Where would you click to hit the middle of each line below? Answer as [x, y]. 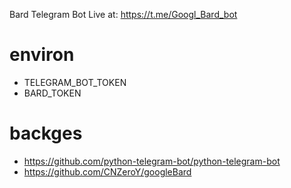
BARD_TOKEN [52, 93]
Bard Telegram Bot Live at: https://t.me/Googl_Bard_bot [123, 14]
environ [42, 55]
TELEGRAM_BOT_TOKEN [75, 82]
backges [46, 133]
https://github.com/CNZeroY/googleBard [107, 171]
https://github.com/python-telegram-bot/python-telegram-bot [152, 161]
